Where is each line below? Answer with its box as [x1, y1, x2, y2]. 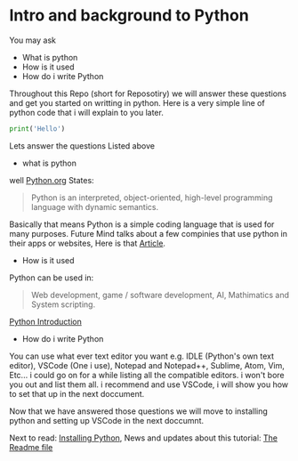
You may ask [9, 35, 56, 45]
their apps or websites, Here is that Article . [9, 238, 166, 248]
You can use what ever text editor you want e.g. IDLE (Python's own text [9, 351, 274, 361]
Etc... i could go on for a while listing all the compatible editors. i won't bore [9, 369, 285, 380]
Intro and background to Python [9, 5, 249, 26]
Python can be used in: [9, 272, 94, 283]
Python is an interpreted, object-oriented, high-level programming [30, 192, 273, 203]
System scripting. [30, 299, 96, 310]
